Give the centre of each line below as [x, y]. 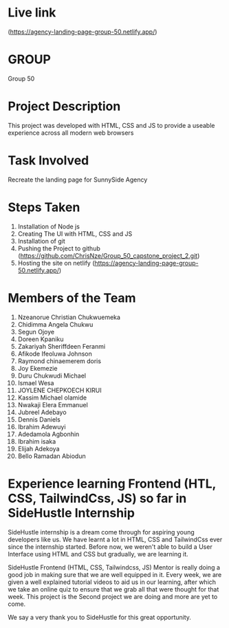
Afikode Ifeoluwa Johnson [55, 354]
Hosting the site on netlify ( [56, 263]
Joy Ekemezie [37, 368]
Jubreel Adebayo [42, 412]
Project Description [64, 106]
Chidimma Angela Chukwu [55, 324]
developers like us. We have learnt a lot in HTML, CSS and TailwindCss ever [115, 539]
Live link [32, 13]
